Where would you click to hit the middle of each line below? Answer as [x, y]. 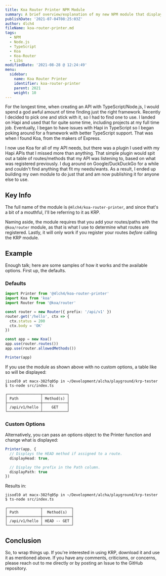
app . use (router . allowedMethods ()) [41, 348]
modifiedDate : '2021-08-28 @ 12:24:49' [46, 65]
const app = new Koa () [28, 339]
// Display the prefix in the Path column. [55, 467]
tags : [11, 33]
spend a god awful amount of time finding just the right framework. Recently [83, 112]
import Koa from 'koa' [28, 298]
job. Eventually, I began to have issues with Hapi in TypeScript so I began [80, 128]
